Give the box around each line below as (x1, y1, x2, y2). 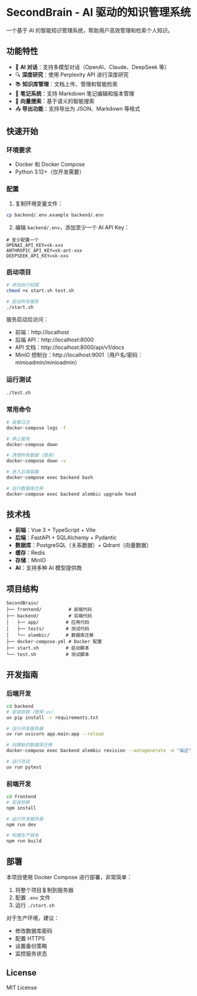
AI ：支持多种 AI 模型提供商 (15, 564, 82, 572)
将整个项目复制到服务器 (15, 886, 74, 894)
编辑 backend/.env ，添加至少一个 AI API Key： (15, 223, 130, 231)
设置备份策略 (15, 942, 47, 950)
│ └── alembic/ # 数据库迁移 (6, 632, 94, 638)
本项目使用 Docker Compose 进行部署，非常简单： (6, 874, 132, 881)
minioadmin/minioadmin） (15, 359, 80, 366)
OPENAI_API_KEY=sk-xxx (6, 242, 63, 248)
